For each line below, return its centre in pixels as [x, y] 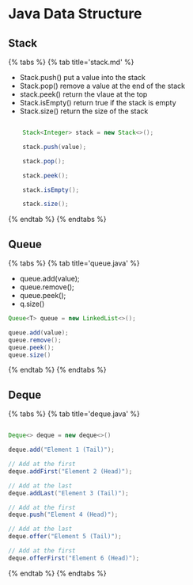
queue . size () [30, 355]
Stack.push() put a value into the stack [83, 77]
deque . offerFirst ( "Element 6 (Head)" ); [74, 558]
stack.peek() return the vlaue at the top [83, 94]
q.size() [32, 304]
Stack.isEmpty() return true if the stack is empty [98, 103]
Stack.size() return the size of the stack [84, 111]
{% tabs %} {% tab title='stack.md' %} [71, 62]
